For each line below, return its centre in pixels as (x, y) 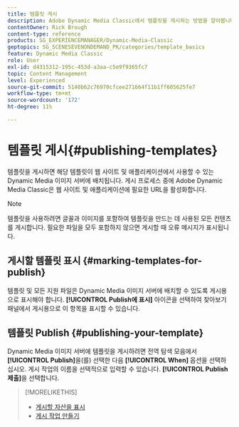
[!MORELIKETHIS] (51, 392)
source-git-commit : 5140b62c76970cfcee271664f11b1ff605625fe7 (101, 87)
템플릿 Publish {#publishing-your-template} (106, 333)
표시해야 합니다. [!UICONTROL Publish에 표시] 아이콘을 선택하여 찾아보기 (123, 299)
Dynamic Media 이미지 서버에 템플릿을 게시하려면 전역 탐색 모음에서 (102, 351)
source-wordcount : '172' (44, 101)
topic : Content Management (47, 73)
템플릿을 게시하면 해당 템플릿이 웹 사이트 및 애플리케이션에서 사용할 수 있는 (111, 171)
